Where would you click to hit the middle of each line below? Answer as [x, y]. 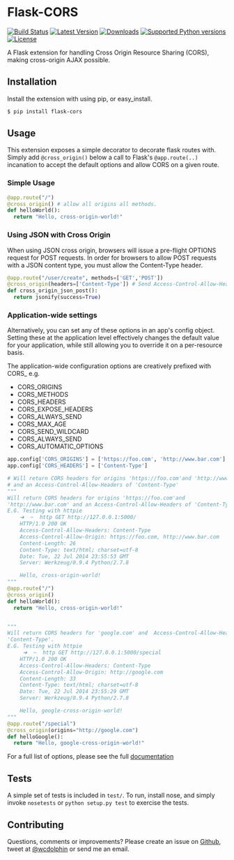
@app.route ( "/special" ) [42, 724]
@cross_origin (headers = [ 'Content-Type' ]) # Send [79, 284]
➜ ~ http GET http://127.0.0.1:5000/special [92, 653]
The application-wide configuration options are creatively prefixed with [109, 366]
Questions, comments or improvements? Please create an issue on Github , [114, 841]
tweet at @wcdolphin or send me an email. [69, 849]
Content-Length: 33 [48, 678]
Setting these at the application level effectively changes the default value [113, 338]
